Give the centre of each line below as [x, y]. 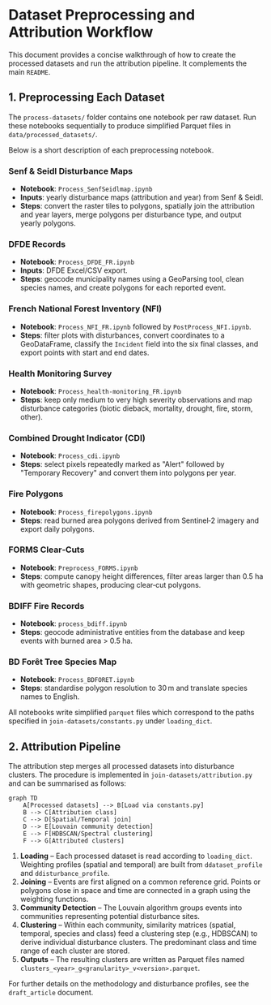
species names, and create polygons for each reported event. [123, 288]
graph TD [23, 798]
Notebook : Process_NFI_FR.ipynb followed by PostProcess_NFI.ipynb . [136, 326]
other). [31, 416]
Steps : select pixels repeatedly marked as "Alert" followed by [122, 464]
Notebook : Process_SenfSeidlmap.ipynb [86, 189]
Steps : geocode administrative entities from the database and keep [132, 632]
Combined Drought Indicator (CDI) [77, 438]
